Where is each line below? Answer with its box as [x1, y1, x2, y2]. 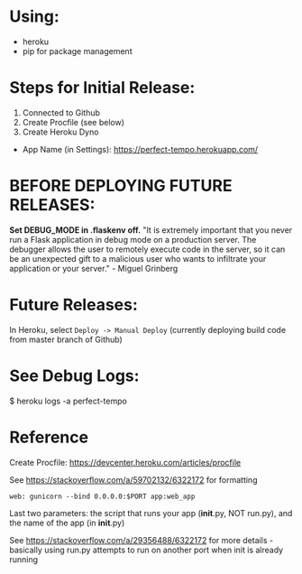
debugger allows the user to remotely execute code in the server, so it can [9, 244, 286, 255]
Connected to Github [22, 106, 101, 118]
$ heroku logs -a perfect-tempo [9, 395, 128, 406]
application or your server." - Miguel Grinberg [9, 263, 178, 273]
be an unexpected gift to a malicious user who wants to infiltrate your [9, 253, 267, 264]
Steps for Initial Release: [9, 78, 196, 98]
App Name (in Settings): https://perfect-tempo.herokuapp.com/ [22, 143, 259, 154]
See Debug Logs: [9, 366, 140, 385]
